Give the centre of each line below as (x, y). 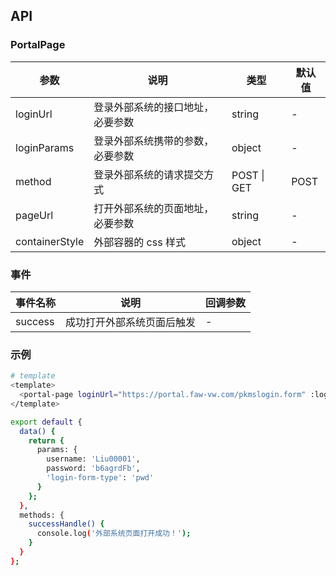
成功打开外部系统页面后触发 (131, 322)
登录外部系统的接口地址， (154, 107)
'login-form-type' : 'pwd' (100, 478)
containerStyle (50, 241)
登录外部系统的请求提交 (149, 174)
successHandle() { (66, 524)
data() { (37, 431)
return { (46, 440)
